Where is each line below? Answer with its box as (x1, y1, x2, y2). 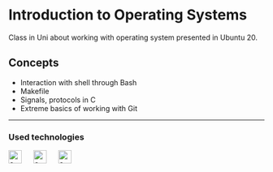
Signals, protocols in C (19, 95, 96, 105)
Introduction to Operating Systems (8, 6, 248, 24)
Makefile (19, 86, 50, 96)
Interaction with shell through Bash (19, 77, 137, 87)
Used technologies (8, 131, 84, 143)
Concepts (8, 56, 59, 70)
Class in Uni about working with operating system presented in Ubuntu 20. (8, 32, 258, 42)
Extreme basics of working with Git (19, 103, 138, 113)
